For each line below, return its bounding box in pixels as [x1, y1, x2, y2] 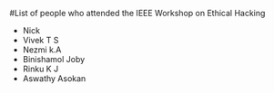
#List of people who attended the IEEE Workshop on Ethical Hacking [9, 8, 266, 18]
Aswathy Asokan [22, 73, 86, 84]
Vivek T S [22, 35, 59, 45]
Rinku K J [22, 63, 59, 74]
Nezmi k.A [22, 44, 62, 55]
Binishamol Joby [22, 54, 86, 64]
